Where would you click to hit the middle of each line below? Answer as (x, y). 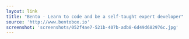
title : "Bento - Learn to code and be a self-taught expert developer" (95, 17)
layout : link (22, 11)
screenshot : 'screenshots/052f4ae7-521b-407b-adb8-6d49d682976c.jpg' (92, 27)
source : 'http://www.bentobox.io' (48, 22)
